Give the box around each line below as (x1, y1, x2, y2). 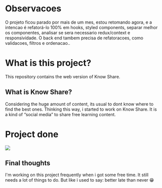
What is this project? (5, 58, 92, 69)
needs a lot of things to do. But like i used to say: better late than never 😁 (5, 177, 154, 183)
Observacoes (5, 3, 62, 14)
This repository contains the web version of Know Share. (5, 73, 121, 79)
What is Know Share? (5, 88, 72, 96)
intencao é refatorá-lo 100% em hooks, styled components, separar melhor (5, 24, 158, 30)
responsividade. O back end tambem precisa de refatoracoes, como (5, 35, 144, 41)
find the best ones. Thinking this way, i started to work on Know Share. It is (5, 106, 157, 112)
